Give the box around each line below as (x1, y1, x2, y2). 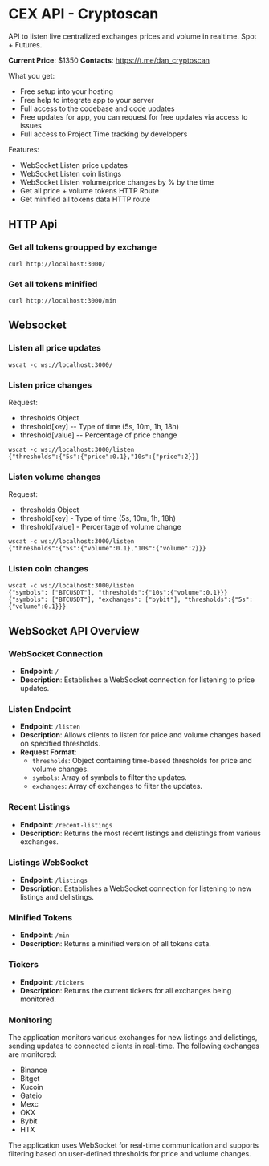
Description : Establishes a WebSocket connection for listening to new (19, 884, 252, 893)
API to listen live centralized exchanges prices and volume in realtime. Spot (8, 31, 257, 41)
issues (19, 120, 42, 130)
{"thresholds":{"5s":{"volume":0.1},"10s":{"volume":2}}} (8, 545, 206, 553)
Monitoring (8, 1014, 53, 1026)
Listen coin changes (8, 563, 89, 575)
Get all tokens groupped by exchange (8, 242, 157, 253)
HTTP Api (8, 217, 58, 231)
